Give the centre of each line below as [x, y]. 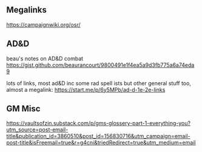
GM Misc [23, 109]
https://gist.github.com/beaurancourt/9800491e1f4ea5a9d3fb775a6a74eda [100, 65]
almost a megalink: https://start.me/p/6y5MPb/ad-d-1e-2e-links [86, 89]
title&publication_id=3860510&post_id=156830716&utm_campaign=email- [98, 136]
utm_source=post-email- [37, 130]
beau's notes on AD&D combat [45, 58]
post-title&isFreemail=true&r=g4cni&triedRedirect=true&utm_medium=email [101, 143]
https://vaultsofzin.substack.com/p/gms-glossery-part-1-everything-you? [99, 123]
